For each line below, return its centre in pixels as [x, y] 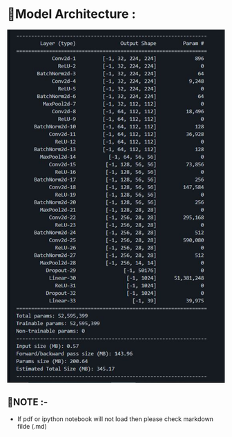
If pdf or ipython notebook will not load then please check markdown [115, 419]
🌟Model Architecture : [71, 14]
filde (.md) [32, 426]
